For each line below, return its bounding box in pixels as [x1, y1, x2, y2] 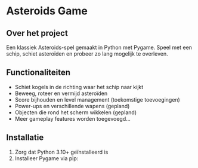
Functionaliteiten [6, 68, 70, 78]
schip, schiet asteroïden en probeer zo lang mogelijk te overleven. [6, 50, 168, 57]
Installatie [6, 133, 44, 143]
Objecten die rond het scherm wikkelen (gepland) [14, 109, 137, 116]
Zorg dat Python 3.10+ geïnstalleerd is [14, 148, 109, 155]
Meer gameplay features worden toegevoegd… [14, 115, 131, 122]
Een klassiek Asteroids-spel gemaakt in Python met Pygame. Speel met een [6, 44, 193, 51]
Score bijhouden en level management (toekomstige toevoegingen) [14, 96, 180, 103]
